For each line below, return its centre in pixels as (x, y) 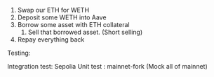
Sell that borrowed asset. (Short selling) (85, 32)
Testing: (19, 53)
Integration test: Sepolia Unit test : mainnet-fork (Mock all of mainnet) (108, 66)
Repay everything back (51, 40)
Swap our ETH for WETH (53, 10)
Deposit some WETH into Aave (62, 17)
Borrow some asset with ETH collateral (73, 25)
